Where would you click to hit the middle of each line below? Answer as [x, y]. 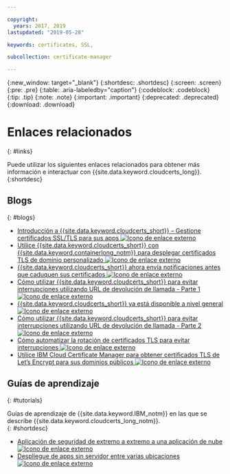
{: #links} [20, 151]
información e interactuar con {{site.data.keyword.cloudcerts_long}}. [104, 172]
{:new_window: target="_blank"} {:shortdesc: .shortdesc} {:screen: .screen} [114, 82]
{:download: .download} [41, 104]
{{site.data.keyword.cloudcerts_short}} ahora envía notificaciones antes [119, 267]
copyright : [23, 19]
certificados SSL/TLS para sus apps [68, 238]
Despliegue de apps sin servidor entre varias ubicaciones [99, 456]
